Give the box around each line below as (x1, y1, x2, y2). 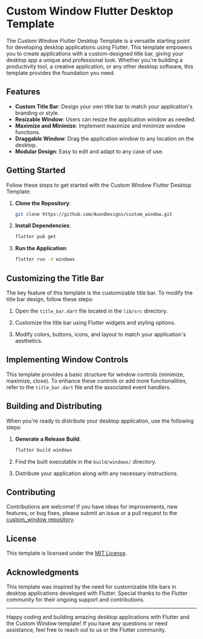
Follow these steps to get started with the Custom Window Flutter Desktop (6, 181, 192, 189)
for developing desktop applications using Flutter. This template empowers (6, 44, 192, 51)
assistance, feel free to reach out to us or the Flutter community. (6, 626, 166, 633)
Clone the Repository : (14, 199, 71, 207)
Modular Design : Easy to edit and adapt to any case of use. (14, 148, 164, 155)
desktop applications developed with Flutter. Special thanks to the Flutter (6, 589, 188, 597)
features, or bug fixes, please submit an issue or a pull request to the (6, 510, 178, 517)
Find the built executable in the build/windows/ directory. (14, 458, 157, 465)
